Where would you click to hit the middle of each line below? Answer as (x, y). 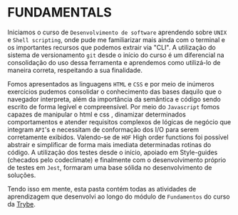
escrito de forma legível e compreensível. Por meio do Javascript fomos (114, 106)
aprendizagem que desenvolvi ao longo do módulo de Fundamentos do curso (119, 196)
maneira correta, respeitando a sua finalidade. (75, 70)
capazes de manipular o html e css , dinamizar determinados (97, 114)
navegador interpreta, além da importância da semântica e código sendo (114, 99)
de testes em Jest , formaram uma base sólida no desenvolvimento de (110, 167)
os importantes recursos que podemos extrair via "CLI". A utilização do (112, 47)
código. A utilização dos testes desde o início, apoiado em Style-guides (113, 152)
